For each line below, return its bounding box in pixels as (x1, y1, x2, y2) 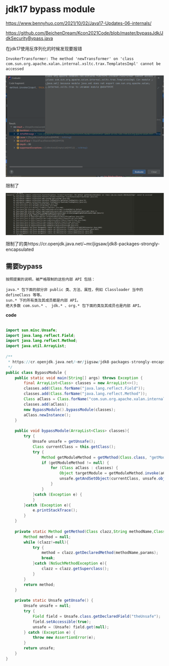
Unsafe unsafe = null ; (24, 603, 71, 609)
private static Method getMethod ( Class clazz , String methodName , (15, 529, 154, 534)
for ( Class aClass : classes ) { (50, 465, 118, 470)
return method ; (24, 582, 56, 587)
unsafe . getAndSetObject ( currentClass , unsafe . (59, 476, 158, 481)
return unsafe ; (24, 646, 56, 651)
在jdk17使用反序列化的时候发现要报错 (6, 45, 82, 51)
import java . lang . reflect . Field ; (6, 333, 76, 338)
